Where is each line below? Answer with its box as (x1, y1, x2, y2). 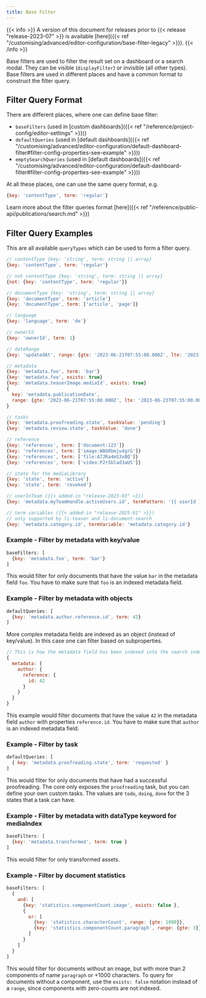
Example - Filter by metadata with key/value (6, 536, 140, 544)
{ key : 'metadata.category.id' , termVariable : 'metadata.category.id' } (6, 521, 191, 528)
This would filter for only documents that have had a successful (6, 777, 167, 784)
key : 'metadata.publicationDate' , (12, 391, 100, 397)
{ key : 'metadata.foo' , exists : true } (6, 374, 103, 381)
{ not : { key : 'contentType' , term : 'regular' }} (6, 279, 128, 285)
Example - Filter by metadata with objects (6, 594, 133, 603)
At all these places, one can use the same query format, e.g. (6, 181, 159, 188)
